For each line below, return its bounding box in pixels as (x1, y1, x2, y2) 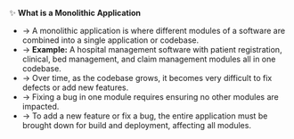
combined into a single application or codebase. (21, 35, 199, 45)
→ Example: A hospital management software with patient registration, (21, 45, 282, 54)
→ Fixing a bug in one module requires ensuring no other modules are (21, 92, 279, 102)
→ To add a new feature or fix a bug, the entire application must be (21, 110, 268, 121)
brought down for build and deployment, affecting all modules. (21, 120, 252, 130)
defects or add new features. (21, 82, 129, 93)
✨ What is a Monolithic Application (9, 8, 141, 18)
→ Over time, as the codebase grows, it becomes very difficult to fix (21, 73, 273, 83)
